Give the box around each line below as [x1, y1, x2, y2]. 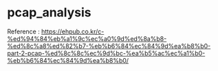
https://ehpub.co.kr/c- [41, 27, 105, 35]
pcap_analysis [7, 5, 91, 20]
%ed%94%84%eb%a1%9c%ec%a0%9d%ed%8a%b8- [7, 34, 167, 42]
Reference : [7, 27, 40, 35]
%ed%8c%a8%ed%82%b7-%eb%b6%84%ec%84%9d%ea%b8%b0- [7, 42, 211, 50]
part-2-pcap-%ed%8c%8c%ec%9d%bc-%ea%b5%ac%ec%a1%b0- [7, 49, 206, 57]
